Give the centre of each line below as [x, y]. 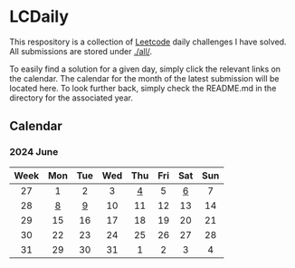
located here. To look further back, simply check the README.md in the [143, 88]
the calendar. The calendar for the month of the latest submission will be [144, 78]
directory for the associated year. [71, 98]
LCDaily [39, 17]
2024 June [34, 152]
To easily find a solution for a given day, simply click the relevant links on [145, 69]
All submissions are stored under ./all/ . [81, 51]
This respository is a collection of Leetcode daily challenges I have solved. [148, 42]
